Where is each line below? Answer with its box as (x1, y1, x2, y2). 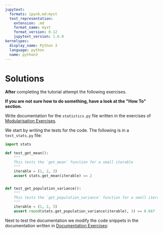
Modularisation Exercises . (5, 118, 57, 124)
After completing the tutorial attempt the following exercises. (5, 89, 127, 95)
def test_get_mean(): (5, 151, 49, 155)
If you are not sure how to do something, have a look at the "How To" (5, 98, 147, 104)
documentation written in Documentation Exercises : (5, 222, 109, 228)
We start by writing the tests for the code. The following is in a (5, 127, 130, 133)
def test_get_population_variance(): (5, 186, 81, 191)
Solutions (5, 73, 45, 84)
